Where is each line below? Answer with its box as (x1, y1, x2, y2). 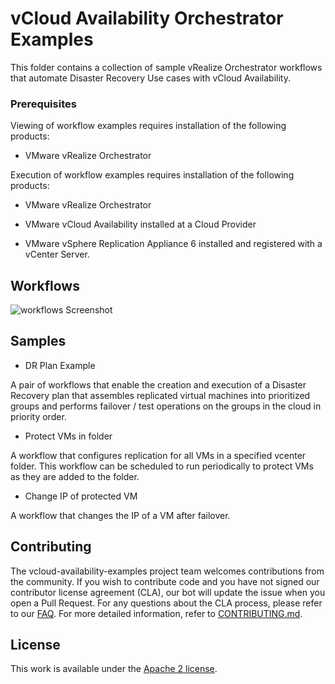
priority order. (10, 410, 67, 422)
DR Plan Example (24, 359, 96, 371)
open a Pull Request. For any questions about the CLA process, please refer (10, 597, 323, 609)
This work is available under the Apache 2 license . (10, 663, 218, 675)
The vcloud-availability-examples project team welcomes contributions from (10, 565, 325, 577)
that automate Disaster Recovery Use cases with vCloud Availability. (10, 72, 291, 84)
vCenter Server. (24, 248, 90, 261)
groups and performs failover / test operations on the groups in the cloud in (10, 400, 322, 412)
